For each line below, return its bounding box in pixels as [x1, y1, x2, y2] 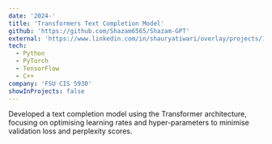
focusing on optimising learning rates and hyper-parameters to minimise [8, 118, 249, 128]
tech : [8, 42, 27, 50]
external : [8, 34, 42, 43]
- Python [15, 49, 45, 57]
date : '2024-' [8, 11, 57, 20]
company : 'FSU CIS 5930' [8, 79, 92, 87]
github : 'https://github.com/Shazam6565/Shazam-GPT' [8, 27, 190, 35]
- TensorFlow [15, 65, 60, 73]
